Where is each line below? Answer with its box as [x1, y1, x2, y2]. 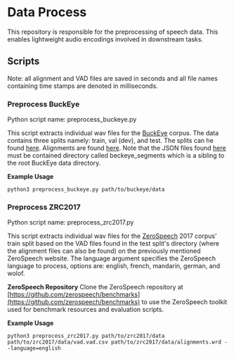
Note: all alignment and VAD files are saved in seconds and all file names [7, 74, 218, 82]
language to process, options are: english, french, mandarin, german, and [7, 262, 221, 270]
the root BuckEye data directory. [7, 159, 101, 168]
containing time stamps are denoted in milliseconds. [7, 82, 158, 90]
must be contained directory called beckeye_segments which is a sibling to [7, 151, 225, 160]
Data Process [7, 4, 87, 20]
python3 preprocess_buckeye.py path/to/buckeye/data [7, 186, 165, 194]
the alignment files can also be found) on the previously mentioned [7, 247, 202, 256]
